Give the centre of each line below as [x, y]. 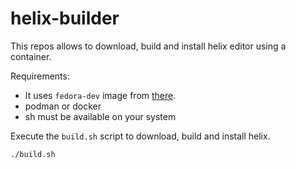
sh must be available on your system [100, 116]
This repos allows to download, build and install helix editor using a [148, 46]
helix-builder [65, 18]
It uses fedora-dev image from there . [100, 95]
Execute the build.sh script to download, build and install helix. [140, 136]
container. [31, 56]
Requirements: [40, 76]
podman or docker [63, 106]
